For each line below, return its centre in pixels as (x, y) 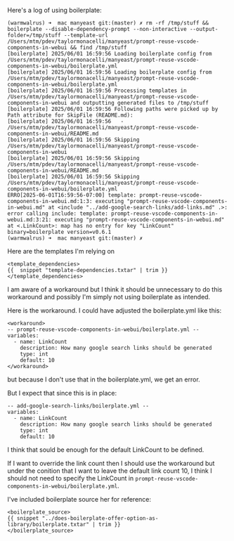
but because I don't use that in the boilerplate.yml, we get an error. (104, 379)
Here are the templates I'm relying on (61, 251)
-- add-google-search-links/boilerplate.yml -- (78, 406)
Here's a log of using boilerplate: (54, 10)
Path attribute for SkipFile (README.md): (70, 115)
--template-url (86, 35)
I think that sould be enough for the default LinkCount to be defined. (106, 450)
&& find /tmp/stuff (99, 48)
